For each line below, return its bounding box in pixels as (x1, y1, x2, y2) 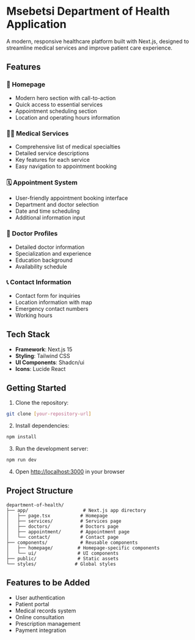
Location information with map (15, 299, 93, 306)
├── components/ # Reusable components (6, 539, 138, 546)
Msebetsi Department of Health (6, 4, 170, 18)
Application (6, 17, 67, 31)
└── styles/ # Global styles (6, 561, 116, 567)
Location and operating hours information (15, 113, 120, 121)
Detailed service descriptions (15, 149, 89, 157)
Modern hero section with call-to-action (15, 94, 116, 102)
